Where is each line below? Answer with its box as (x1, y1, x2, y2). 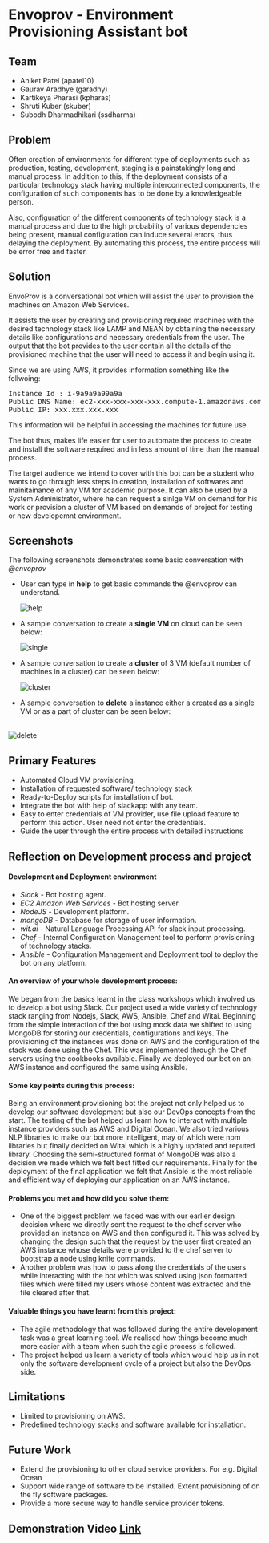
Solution (8, 270, 51, 284)
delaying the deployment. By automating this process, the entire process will (8, 238, 261, 248)
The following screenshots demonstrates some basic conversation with (8, 555, 244, 565)
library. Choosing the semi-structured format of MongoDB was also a (8, 1149, 236, 1160)
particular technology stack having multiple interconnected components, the (8, 180, 260, 189)
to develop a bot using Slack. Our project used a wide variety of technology (8, 1002, 258, 1012)
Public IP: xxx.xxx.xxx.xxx (8, 405, 118, 414)
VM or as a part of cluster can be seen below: (19, 707, 171, 716)
